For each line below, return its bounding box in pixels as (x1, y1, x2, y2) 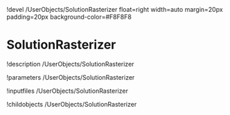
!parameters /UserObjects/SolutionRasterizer (6, 73, 135, 81)
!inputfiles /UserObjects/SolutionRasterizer (6, 87, 129, 95)
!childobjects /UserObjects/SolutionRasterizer (6, 100, 137, 108)
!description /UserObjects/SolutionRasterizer (6, 60, 134, 68)
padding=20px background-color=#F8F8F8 (6, 12, 132, 21)
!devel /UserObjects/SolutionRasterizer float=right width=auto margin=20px (6, 6, 223, 13)
